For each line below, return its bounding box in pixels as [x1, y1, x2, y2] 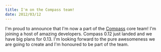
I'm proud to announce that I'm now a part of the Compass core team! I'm [5, 25, 156, 31]
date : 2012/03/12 [5, 12, 41, 17]
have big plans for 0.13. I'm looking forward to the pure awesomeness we [5, 36, 156, 42]
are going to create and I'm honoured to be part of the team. [5, 41, 129, 47]
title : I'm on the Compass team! [5, 7, 75, 12]
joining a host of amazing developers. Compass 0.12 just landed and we [5, 31, 152, 37]
